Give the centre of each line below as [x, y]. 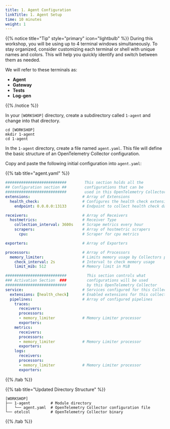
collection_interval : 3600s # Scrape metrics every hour [79, 225]
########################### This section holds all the [74, 183]
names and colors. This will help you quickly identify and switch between [81, 55]
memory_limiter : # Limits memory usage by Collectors [86, 257]
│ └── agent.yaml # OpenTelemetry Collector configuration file [78, 407]
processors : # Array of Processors [68, 252]
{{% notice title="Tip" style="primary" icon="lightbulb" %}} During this [79, 38]
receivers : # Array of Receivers [67, 215]
